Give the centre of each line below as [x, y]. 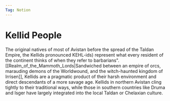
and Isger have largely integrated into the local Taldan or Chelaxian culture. [84, 93]
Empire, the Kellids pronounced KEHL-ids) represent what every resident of [84, 55]
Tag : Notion [18, 10]
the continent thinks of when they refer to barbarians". [62, 60]
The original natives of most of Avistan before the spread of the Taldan [80, 49]
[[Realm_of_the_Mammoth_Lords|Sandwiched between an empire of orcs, [83, 66]
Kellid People [34, 35]
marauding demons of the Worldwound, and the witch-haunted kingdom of [84, 71]
